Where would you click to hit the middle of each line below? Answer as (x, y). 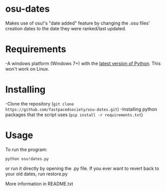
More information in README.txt (39, 184)
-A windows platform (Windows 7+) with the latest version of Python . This (83, 63)
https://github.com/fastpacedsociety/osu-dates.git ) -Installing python (81, 109)
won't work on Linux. (27, 69)
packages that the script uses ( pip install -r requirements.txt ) (74, 114)
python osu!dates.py (27, 159)
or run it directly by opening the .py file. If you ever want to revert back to (82, 168)
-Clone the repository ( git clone (40, 103)
